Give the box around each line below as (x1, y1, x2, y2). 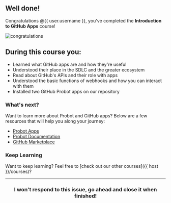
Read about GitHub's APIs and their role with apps (12, 72, 118, 78)
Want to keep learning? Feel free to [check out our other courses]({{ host (5, 163, 159, 169)
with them (12, 83, 34, 89)
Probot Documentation (12, 133, 61, 139)
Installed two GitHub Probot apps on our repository (12, 88, 120, 94)
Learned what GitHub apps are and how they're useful (12, 61, 127, 67)
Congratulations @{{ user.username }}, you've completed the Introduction (5, 17, 162, 23)
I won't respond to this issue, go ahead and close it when (14, 186, 157, 193)
